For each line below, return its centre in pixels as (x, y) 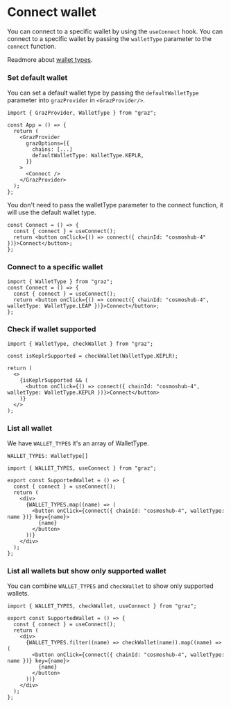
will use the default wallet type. (52, 212)
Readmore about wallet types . (50, 59)
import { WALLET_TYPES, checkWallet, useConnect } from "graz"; (102, 606)
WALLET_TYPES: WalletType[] (48, 456)
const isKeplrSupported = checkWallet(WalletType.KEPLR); (93, 356)
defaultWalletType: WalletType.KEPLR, (88, 156)
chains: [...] (52, 150)
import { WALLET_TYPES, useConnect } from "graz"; (82, 468)
